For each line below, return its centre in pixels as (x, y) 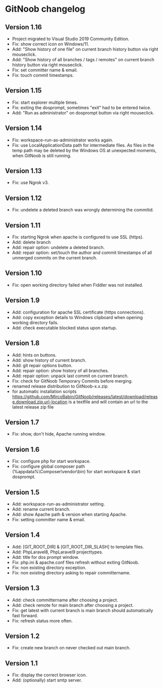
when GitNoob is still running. (42, 156)
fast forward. (25, 616)
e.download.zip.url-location (40, 402)
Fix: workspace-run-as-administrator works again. (63, 140)
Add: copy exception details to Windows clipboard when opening (77, 317)
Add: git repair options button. (42, 365)
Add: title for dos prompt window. (45, 557)
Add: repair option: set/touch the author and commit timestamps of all (82, 252)
